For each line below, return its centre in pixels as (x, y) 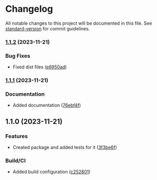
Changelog (29, 9)
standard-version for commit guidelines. (48, 28)
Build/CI (16, 160)
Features (17, 136)
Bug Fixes (18, 56)
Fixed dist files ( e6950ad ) (40, 67)
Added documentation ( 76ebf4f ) (47, 105)
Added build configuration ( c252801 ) (51, 172)
